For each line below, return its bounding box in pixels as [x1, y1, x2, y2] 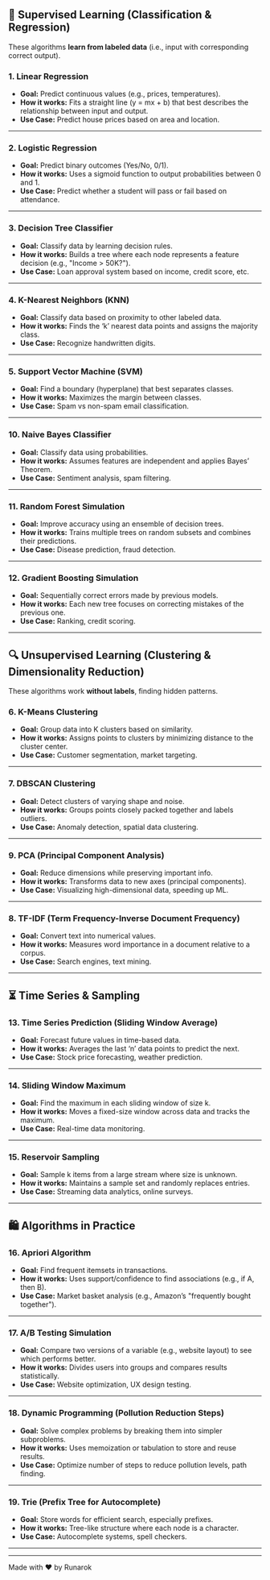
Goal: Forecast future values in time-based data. [19, 1035, 182, 1044]
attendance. [19, 195, 60, 205]
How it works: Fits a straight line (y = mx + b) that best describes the [19, 97, 249, 107]
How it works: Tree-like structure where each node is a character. [19, 1524, 239, 1533]
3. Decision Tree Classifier [8, 222, 114, 234]
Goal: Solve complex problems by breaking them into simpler [19, 1425, 223, 1435]
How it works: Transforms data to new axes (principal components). [19, 876, 247, 886]
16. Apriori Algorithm [8, 1246, 92, 1258]
